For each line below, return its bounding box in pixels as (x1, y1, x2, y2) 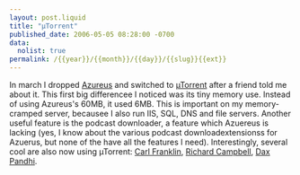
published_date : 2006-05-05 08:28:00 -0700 (9, 30, 175, 39)
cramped (9, 109, 43, 118)
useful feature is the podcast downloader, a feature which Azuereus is (9, 118, 269, 128)
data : (9, 38, 30, 48)
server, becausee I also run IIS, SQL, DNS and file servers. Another (44, 109, 292, 118)
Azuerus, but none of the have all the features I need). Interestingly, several (9, 136, 288, 147)
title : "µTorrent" (9, 22, 78, 31)
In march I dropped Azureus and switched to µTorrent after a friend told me (9, 80, 287, 90)
